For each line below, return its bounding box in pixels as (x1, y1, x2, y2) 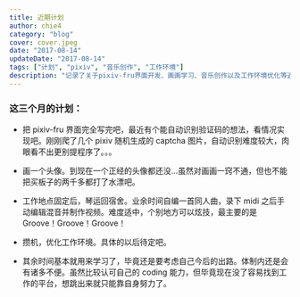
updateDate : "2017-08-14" (9, 54, 105, 63)
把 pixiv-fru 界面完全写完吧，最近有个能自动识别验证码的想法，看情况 (21, 124, 278, 135)
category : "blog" (9, 29, 74, 38)
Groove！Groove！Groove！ (21, 218, 127, 228)
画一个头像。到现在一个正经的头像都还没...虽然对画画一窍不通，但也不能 (21, 166, 287, 177)
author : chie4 (9, 21, 62, 30)
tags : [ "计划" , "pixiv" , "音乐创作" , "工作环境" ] (9, 63, 185, 72)
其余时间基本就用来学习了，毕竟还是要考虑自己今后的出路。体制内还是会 (21, 256, 288, 267)
